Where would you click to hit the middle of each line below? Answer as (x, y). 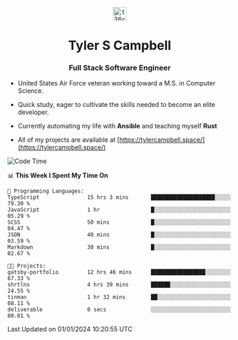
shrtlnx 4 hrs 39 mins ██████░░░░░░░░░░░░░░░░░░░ (119, 285)
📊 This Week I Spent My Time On (58, 175)
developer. (33, 112)
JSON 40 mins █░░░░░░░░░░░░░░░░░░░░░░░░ (119, 235)
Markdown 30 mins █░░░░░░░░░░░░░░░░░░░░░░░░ (119, 247)
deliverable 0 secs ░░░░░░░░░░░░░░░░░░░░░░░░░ (119, 310)
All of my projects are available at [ (68, 140)
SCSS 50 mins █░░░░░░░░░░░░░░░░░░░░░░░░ (119, 222)
